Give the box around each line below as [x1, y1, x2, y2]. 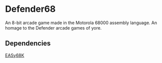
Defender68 [5, 3, 56, 15]
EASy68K [5, 52, 25, 58]
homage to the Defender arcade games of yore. [5, 25, 102, 31]
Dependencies [5, 39, 51, 48]
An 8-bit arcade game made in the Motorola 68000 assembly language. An [5, 20, 158, 26]
